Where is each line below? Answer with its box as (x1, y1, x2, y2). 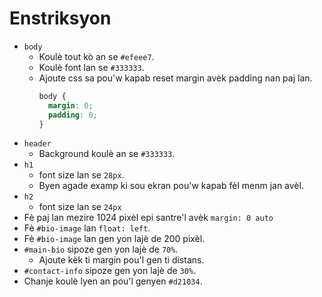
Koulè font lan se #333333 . (38, 61, 145, 73)
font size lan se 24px (38, 201, 122, 213)
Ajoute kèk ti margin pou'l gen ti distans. (38, 254, 205, 266)
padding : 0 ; (47, 110, 98, 120)
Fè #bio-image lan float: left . (23, 222, 151, 234)
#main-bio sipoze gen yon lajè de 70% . (23, 243, 179, 256)
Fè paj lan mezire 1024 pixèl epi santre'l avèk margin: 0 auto (23, 212, 274, 224)
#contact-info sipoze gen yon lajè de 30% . (23, 265, 197, 277)
